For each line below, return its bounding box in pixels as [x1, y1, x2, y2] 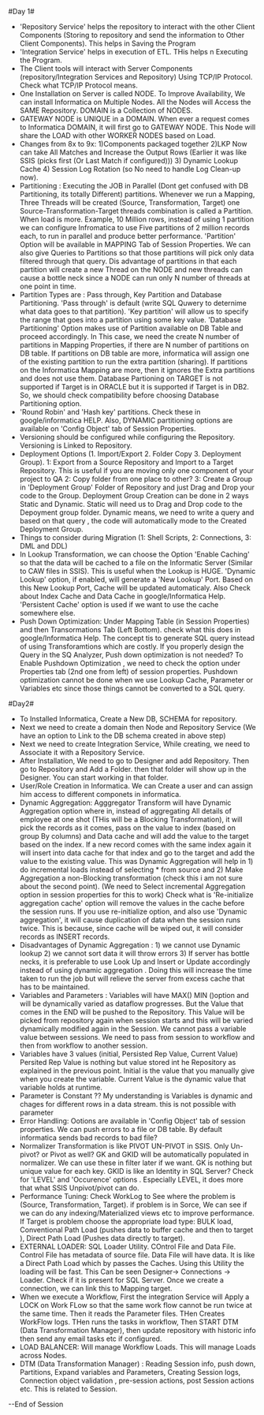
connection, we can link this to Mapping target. [19, 1284, 173, 1293]
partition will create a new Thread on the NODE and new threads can [19, 265, 243, 274]
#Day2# [8, 699, 34, 708]
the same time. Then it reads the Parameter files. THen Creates [19, 1309, 225, 1318]
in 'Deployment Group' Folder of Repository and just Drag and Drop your [19, 482, 255, 492]
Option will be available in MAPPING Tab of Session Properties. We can [19, 240, 251, 249]
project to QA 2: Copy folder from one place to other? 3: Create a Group [19, 475, 253, 483]
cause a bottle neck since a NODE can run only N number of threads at [19, 274, 251, 282]
